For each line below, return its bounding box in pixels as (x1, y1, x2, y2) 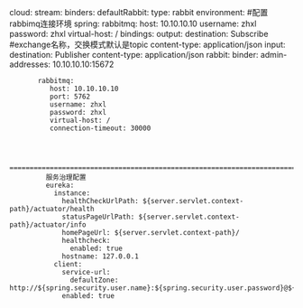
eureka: (45, 181, 75, 190)
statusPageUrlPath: (61, 212, 135, 221)
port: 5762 (49, 92, 91, 101)
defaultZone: (69, 275, 119, 285)
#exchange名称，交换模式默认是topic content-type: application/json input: (9, 39, 286, 50)
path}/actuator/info (9, 220, 87, 229)
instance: (53, 189, 91, 198)
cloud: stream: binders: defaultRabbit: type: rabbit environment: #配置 (9, 7, 269, 17)
